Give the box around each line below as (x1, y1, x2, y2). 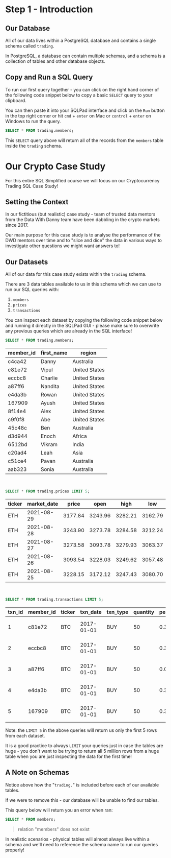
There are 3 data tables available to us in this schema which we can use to (5, 281, 161, 287)
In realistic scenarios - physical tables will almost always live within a (5, 836, 150, 842)
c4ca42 (8, 358, 27, 365)
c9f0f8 (8, 416, 25, 423)
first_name (40, 349, 68, 356)
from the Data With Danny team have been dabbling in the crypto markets (5, 217, 160, 223)
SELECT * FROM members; (5, 817, 56, 822)
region (80, 349, 97, 356)
